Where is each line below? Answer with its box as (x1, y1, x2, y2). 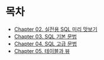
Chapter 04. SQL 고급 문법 (14, 40, 77, 47)
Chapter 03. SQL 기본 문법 (14, 33, 77, 40)
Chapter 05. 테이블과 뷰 (14, 47, 70, 54)
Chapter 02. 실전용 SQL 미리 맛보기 (14, 26, 98, 33)
